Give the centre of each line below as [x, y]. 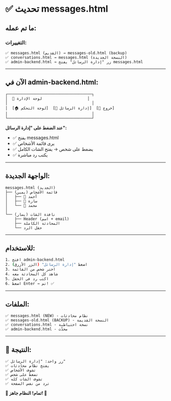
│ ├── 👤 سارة [21, 201]
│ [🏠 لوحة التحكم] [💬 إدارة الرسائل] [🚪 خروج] [60, 108]
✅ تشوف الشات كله [24, 379]
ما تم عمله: [21, 28]
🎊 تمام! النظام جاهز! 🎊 [26, 393]
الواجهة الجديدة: [27, 176]
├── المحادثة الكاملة [37, 223]
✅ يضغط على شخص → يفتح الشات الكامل [53, 149]
